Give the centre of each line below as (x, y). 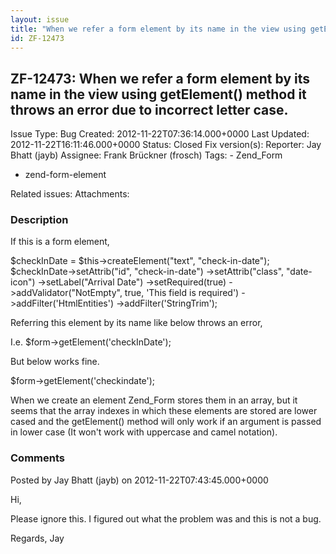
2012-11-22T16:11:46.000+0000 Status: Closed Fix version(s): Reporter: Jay (166, 145)
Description (39, 220)
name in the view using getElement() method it (158, 94)
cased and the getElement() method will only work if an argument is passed (166, 422)
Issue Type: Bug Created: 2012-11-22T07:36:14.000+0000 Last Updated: (160, 134)
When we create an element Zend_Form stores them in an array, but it (154, 400)
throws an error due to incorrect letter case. (149, 109)
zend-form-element (65, 175)
